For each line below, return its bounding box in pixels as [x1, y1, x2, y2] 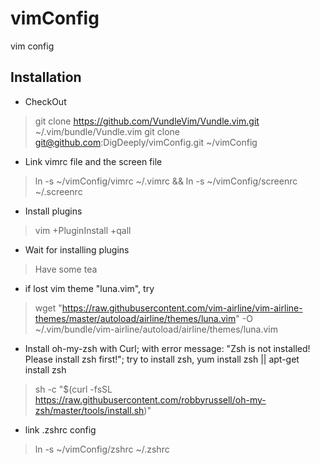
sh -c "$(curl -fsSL [34, 383, 113, 395]
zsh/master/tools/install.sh [34, 404, 145, 416]
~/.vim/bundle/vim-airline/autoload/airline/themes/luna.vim [34, 323, 279, 335]
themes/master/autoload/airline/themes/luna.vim [34, 312, 237, 324]
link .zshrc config [24, 423, 97, 436]
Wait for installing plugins [24, 243, 130, 256]
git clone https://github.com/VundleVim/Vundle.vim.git [34, 115, 260, 127]
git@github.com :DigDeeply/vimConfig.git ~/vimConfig [34, 136, 258, 148]
